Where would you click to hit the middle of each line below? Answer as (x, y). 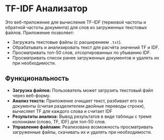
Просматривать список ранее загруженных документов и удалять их (86, 57)
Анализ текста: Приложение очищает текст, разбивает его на (78, 101)
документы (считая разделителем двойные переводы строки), (79, 106)
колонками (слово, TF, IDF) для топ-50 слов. (59, 121)
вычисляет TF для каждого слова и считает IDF (62, 111)
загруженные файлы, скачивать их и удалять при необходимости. (82, 132)
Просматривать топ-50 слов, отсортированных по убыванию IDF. (82, 53)
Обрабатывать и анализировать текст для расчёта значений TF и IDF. (86, 47)
